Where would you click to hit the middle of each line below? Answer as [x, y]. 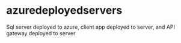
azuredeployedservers [64, 10]
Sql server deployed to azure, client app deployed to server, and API [91, 27]
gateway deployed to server [41, 33]
